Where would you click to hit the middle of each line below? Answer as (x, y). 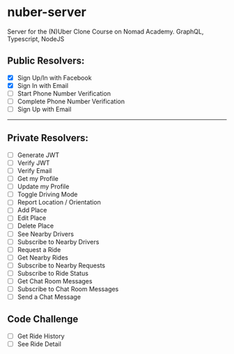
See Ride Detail (39, 344)
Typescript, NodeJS (36, 38)
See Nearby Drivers (46, 234)
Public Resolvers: (46, 61)
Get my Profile (38, 179)
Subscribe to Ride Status (53, 273)
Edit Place (32, 218)
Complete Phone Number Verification (71, 101)
